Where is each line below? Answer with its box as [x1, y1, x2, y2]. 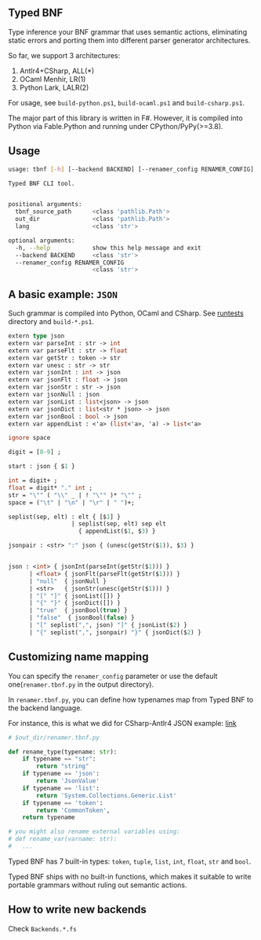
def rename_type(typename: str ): [8, 747, 118, 756]
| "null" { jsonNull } [28, 577, 107, 585]
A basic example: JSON [8, 287, 118, 301]
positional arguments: [8, 201, 82, 208]
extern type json [8, 332, 65, 341]
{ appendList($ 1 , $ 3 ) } [78, 527, 156, 536]
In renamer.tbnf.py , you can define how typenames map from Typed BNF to [8, 695, 254, 704]
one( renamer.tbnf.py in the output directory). [8, 680, 154, 689]
